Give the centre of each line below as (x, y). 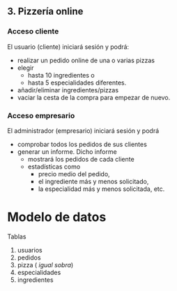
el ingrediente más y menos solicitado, (93, 181)
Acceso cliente (33, 31)
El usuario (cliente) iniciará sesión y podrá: (68, 47)
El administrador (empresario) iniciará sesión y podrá (83, 130)
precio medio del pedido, (74, 173)
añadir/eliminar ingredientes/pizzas (68, 90)
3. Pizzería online (45, 12)
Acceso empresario (41, 115)
